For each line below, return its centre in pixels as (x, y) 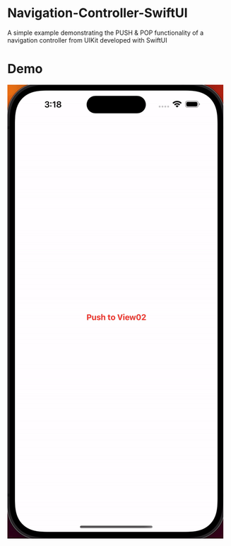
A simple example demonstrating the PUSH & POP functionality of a (106, 33)
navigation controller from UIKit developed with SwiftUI (87, 40)
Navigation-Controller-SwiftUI (98, 13)
